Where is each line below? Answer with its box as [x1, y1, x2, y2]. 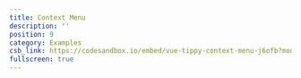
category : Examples [9, 38, 82, 48]
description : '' [9, 22, 70, 30]
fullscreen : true [9, 55, 74, 64]
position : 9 [9, 30, 54, 39]
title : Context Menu [9, 13, 87, 22]
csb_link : [9, 47, 47, 56]
